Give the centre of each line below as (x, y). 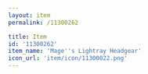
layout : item (29, 15)
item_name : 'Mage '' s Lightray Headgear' (75, 51)
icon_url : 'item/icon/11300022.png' (68, 58)
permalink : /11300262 (43, 23)
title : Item (27, 37)
